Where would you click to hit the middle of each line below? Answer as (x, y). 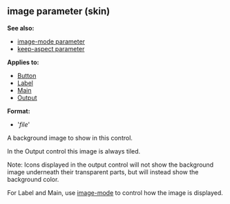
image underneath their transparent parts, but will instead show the (103, 171)
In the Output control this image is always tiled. (74, 151)
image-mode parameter (51, 41)
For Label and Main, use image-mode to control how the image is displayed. (115, 192)
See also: (21, 28)
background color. (33, 179)
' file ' (23, 124)
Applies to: (23, 62)
